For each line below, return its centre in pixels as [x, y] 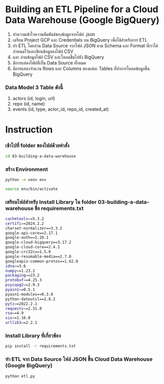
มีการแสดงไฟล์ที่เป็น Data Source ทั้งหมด [49, 62]
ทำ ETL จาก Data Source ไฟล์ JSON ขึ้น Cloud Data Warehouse [79, 359]
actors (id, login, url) [34, 99]
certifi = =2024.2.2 [25, 223]
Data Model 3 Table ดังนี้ [34, 87]
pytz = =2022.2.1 [21, 304]
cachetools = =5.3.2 [25, 219]
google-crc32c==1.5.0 [28, 252]
